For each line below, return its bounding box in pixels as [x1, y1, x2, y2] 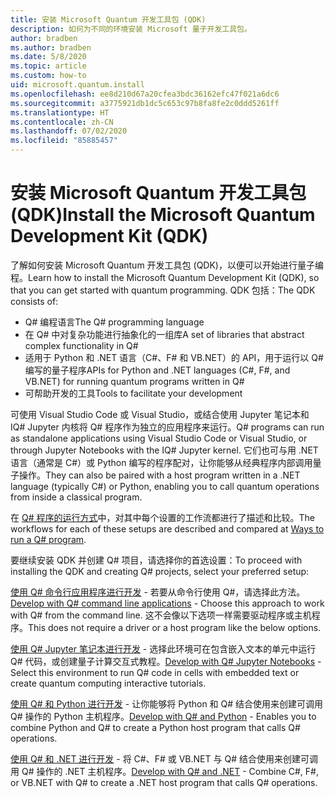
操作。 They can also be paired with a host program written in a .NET [18, 469, 301, 481]
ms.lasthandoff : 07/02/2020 [10, 126, 128, 136]
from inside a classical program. [10, 491, 143, 503]
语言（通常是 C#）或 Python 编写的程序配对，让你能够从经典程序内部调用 [10, 456, 313, 468]
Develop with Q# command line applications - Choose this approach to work [10, 597, 325, 609]
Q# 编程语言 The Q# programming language [24, 316, 205, 328]
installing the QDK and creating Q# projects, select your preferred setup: [10, 565, 310, 577]
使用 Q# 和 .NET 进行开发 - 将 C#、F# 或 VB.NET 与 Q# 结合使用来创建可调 [10, 752, 318, 765]
